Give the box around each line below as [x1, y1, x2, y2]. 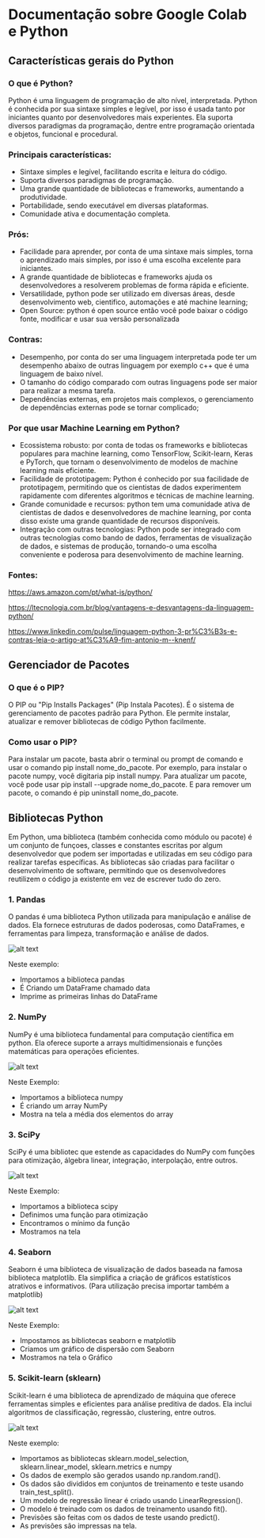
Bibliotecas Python [8, 811, 104, 825]
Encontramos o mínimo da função [19, 1219, 131, 1228]
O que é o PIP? [8, 681, 65, 693]
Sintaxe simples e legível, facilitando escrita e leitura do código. [19, 167, 228, 177]
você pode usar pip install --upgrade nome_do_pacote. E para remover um [8, 780, 252, 789]
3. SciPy [8, 1129, 41, 1140]
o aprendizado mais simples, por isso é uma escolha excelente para [19, 255, 241, 265]
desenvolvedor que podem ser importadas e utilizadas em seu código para [8, 849, 253, 859]
